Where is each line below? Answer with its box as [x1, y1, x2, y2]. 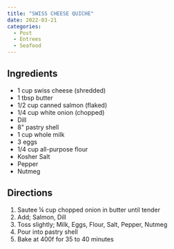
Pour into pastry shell [17, 228, 78, 236]
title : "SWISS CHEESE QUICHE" [7, 10, 95, 17]
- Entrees [13, 36, 41, 43]
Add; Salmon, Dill [17, 212, 67, 221]
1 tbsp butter [17, 93, 53, 102]
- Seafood [13, 42, 41, 49]
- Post [13, 29, 32, 37]
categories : [7, 23, 41, 30]
